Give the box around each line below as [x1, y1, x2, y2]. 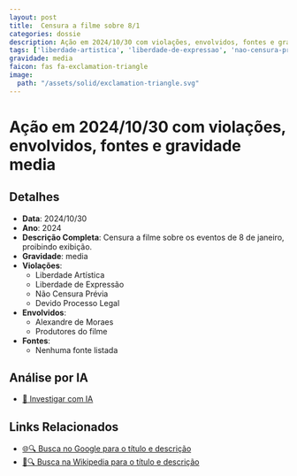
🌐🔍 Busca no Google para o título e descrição [21, 443, 192, 454]
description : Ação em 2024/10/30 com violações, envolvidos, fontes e [9, 37, 275, 47]
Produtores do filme [34, 326, 108, 336]
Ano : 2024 [21, 222, 62, 233]
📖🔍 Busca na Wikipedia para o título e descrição [21, 457, 200, 467]
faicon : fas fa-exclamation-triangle [9, 63, 148, 72]
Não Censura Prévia [34, 288, 109, 299]
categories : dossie [9, 29, 81, 38]
